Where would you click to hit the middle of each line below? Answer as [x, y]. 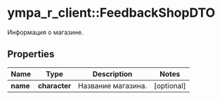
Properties [31, 54]
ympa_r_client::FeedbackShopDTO [111, 13]
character [54, 85]
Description [112, 73]
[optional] [170, 85]
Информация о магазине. [45, 32]
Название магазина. [113, 85]
